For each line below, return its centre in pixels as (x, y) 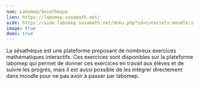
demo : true (20, 34)
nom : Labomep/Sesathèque (37, 12)
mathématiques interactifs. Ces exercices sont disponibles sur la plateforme (100, 57)
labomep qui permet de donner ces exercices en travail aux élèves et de (95, 64)
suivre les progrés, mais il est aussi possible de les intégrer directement (95, 70)
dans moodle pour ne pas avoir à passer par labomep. (73, 76)
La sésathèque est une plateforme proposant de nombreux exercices (91, 51)
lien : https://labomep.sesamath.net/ (53, 17)
